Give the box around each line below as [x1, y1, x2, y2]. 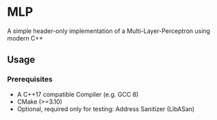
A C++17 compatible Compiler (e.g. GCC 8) [16, 90, 139, 98]
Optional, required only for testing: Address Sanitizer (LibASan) [16, 104, 195, 113]
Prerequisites [7, 75, 53, 84]
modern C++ [7, 34, 43, 42]
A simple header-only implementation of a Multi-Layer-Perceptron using [7, 27, 211, 35]
